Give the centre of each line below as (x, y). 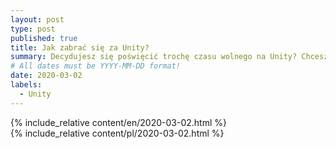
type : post (33, 29)
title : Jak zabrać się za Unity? (80, 47)
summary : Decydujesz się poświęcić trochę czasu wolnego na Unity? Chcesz (169, 57)
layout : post (37, 19)
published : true (44, 38)
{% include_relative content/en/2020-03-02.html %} (119, 122)
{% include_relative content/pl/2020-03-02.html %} (117, 133)
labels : (26, 85)
